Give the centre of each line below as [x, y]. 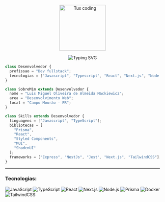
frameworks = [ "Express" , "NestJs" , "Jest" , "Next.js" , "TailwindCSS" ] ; [85, 157]
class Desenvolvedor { [28, 67]
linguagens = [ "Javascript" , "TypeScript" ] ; [56, 121]
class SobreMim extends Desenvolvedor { [47, 89]
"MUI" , [21, 144]
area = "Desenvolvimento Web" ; [41, 98]
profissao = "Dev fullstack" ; [40, 71]
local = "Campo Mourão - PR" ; [40, 103]
